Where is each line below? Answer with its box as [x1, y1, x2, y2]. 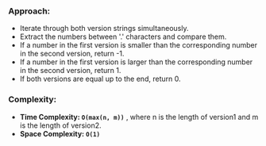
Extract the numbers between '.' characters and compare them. [19, 32, 227, 41]
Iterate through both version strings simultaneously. [19, 24, 189, 33]
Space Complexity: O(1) [19, 129, 101, 138]
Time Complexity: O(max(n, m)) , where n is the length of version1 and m [19, 112, 259, 121]
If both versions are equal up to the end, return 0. [19, 74, 181, 84]
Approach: [8, 6, 51, 17]
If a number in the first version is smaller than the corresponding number [19, 40, 258, 50]
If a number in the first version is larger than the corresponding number [19, 57, 253, 67]
